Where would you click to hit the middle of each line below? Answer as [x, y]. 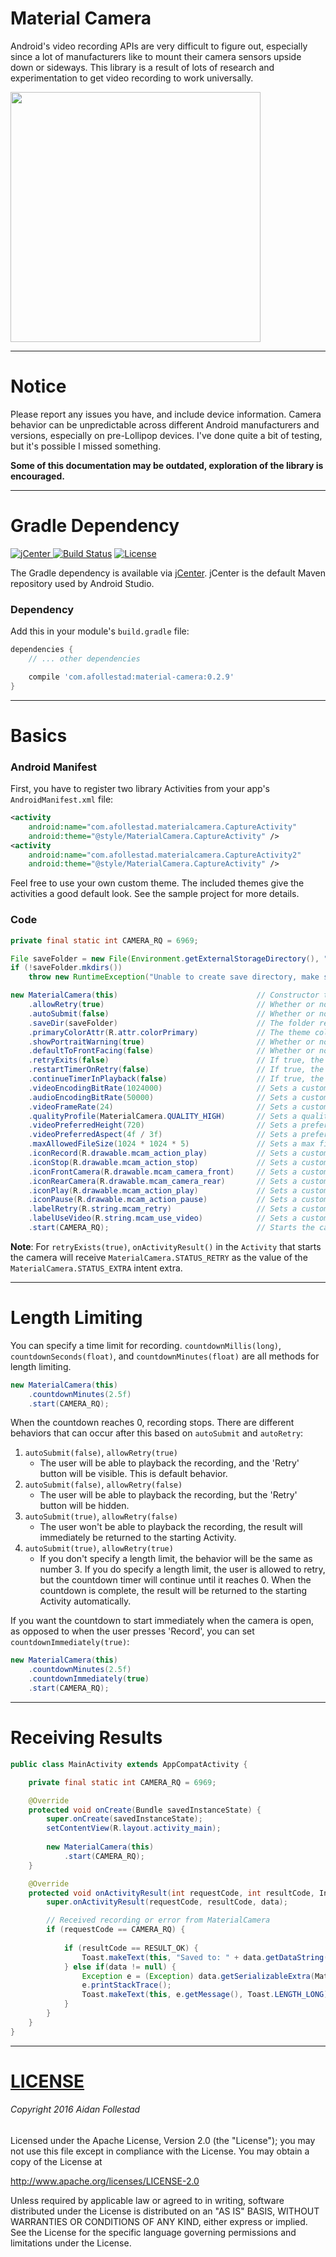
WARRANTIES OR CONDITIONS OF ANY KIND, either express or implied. [159, 2222]
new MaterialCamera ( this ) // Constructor [165, 995]
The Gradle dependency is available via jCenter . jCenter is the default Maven [168, 573]
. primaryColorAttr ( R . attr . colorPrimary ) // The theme [169, 1032]
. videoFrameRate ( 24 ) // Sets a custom [178, 1107]
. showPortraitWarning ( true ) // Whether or [171, 1042]
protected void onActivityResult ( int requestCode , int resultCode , [171, 1893]
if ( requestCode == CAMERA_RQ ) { [116, 1930]
